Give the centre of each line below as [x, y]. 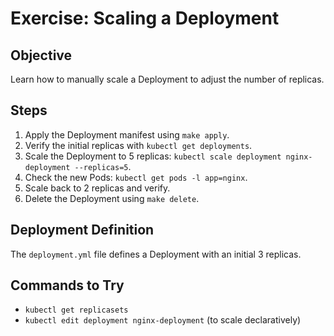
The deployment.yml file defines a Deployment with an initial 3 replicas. [156, 254]
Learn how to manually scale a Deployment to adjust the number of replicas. [167, 79]
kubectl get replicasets [76, 310]
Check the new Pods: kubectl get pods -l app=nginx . [136, 177]
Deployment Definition [82, 230]
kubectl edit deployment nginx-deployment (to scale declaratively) [163, 320]
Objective [41, 55]
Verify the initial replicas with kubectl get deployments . [138, 145]
